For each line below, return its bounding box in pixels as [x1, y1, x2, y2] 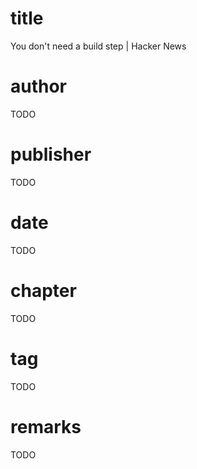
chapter [10, 279, 77, 302]
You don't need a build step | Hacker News [10, 40, 187, 52]
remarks [10, 415, 82, 438]
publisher [10, 143, 92, 166]
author [10, 75, 68, 98]
